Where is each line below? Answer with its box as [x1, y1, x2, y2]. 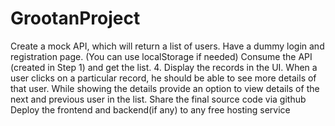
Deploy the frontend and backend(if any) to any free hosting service [10, 103, 291, 116]
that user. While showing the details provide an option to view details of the [10, 82, 320, 94]
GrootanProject [10, 7, 141, 30]
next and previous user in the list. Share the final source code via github [10, 93, 307, 105]
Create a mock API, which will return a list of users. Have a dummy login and [10, 40, 325, 52]
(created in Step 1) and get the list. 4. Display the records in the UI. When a [10, 61, 318, 73]
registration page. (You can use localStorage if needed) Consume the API [10, 50, 313, 62]
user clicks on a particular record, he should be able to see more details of [10, 72, 317, 84]
